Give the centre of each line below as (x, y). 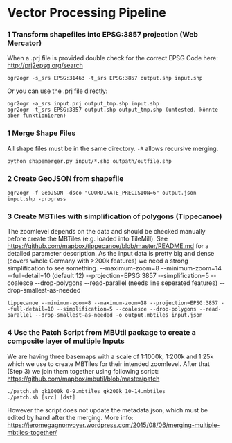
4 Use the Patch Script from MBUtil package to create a (101, 333)
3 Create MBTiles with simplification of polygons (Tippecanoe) (115, 216)
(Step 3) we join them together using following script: (83, 371)
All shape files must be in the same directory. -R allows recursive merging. (113, 148)
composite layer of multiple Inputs (66, 341)
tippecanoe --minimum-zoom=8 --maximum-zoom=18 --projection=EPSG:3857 (113, 303)
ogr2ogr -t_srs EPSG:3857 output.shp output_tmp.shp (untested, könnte (113, 110)
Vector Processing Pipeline (87, 13)
